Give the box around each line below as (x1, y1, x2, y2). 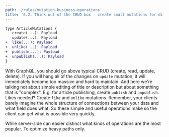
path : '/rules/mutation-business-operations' (5, 7, 102, 13)
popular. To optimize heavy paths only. (5, 125, 86, 131)
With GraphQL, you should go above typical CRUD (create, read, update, (5, 67, 155, 74)
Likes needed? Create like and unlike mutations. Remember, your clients (5, 94, 157, 101)
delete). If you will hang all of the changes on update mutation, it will (5, 73, 146, 79)
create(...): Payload (12, 31, 57, 36)
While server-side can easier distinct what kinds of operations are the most (5, 120, 161, 126)
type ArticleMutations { (5, 26, 57, 31)
